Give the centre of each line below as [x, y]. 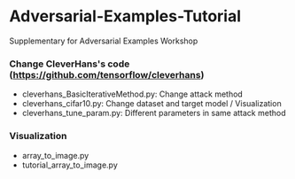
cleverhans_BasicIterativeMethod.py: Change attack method [132, 94]
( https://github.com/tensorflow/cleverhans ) [107, 74]
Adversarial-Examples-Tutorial [125, 16]
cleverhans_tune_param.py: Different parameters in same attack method [154, 113]
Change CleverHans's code [70, 64]
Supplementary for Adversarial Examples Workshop [104, 41]
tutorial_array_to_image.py [70, 165]
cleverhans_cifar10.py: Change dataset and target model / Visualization [151, 104]
